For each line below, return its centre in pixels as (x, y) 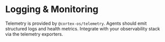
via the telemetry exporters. (34, 34)
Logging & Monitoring (52, 9)
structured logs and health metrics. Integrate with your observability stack (83, 28)
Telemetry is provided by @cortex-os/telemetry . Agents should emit (76, 23)
